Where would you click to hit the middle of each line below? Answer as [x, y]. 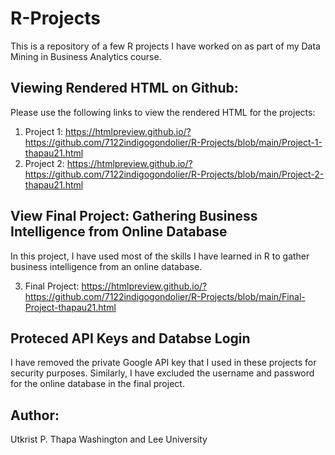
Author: [35, 415]
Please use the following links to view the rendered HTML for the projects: [163, 112]
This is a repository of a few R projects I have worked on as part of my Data [165, 46]
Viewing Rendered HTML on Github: [124, 88]
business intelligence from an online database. [106, 266]
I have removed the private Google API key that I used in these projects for [163, 363]
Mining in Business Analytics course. [86, 56]
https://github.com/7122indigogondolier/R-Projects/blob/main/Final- [165, 296]
